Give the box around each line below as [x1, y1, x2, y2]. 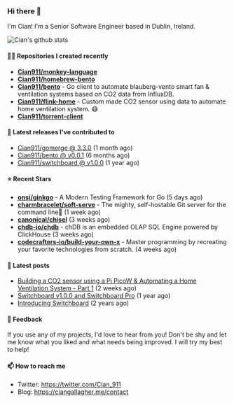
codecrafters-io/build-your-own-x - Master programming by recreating [17, 237, 227, 246]
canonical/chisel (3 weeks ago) [17, 215, 111, 223]
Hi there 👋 [7, 6, 42, 16]
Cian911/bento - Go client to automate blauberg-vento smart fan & [17, 82, 210, 90]
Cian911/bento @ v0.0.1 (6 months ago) [17, 150, 130, 160]
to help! [7, 346, 29, 354]
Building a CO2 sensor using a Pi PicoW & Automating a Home [17, 276, 198, 285]
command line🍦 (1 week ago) [17, 208, 102, 216]
